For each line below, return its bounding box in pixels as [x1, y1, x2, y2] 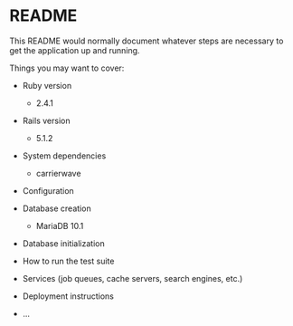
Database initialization [22, 237, 106, 249]
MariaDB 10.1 [35, 220, 84, 231]
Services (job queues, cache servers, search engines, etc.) [22, 273, 243, 283]
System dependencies [22, 150, 107, 161]
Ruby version [22, 80, 72, 91]
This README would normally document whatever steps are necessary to [9, 35, 284, 46]
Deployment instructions [22, 291, 115, 302]
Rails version [22, 115, 71, 126]
